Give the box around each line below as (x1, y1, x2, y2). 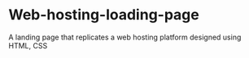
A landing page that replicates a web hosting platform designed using (8, 32, 242, 42)
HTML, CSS (8, 40, 48, 50)
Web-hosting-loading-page (8, 6, 199, 24)
